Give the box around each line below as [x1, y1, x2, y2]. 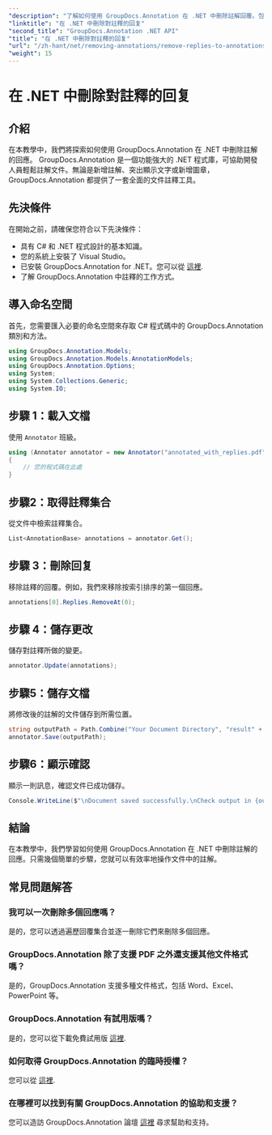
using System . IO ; [8, 385, 67, 393]
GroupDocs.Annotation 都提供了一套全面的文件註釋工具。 [8, 175, 201, 185]
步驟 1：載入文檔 [8, 409, 91, 423]
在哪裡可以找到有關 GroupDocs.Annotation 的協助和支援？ [8, 1097, 239, 1108]
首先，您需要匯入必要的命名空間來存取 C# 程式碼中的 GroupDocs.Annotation [8, 321, 264, 331]
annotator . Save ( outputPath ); [8, 732, 107, 741]
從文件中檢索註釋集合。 [8, 518, 87, 527]
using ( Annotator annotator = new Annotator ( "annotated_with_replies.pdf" [8, 448, 266, 456]
